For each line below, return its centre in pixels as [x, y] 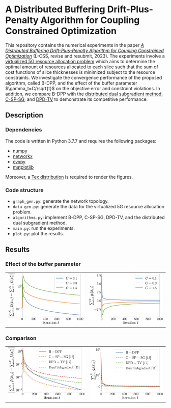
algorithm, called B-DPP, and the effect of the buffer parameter [71, 83]
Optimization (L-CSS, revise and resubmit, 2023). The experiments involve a [85, 56]
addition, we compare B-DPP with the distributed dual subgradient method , [84, 94]
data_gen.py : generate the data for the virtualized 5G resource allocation [88, 206]
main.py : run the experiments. [44, 228]
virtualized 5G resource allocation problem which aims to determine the [80, 61]
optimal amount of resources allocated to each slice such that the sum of [82, 67]
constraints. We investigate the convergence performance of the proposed [84, 77]
